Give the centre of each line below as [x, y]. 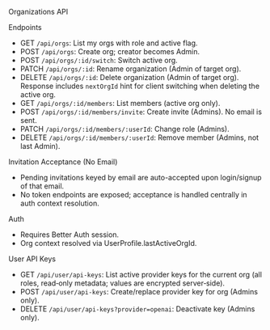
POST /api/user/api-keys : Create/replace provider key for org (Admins [139, 292]
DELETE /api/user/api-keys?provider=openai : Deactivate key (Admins [137, 309]
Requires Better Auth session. [70, 235]
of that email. [42, 186]
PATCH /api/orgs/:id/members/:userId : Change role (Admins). [124, 129]
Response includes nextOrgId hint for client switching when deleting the [140, 86]
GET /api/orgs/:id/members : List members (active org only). [120, 103]
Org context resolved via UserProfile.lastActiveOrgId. [108, 243]
